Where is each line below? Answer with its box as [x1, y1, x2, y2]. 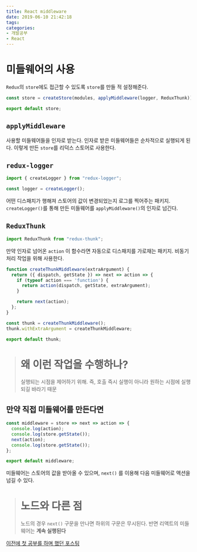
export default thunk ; [6, 336, 62, 342]
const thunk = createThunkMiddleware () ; [6, 320, 107, 326]
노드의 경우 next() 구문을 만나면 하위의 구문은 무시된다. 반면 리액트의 [20, 520, 179, 527]
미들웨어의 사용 [6, 63, 75, 76]
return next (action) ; [16, 299, 69, 305]
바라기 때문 [31, 386, 57, 393]
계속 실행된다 [36, 527, 66, 534]
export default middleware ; [6, 458, 75, 464]
